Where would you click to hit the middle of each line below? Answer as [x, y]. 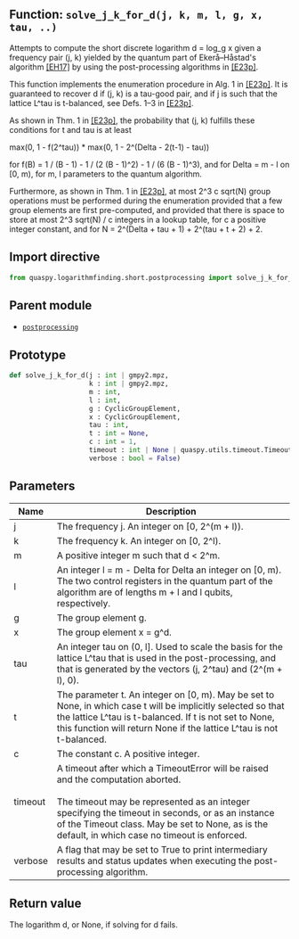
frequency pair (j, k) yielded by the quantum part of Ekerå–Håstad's [133, 57]
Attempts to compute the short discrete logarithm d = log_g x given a [135, 47]
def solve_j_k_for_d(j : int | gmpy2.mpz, [89, 375]
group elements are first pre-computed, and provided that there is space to [147, 210]
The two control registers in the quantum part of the [165, 581]
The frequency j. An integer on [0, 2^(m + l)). [150, 526]
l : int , [105, 400]
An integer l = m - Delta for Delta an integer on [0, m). [169, 570]
